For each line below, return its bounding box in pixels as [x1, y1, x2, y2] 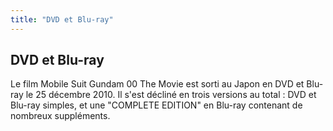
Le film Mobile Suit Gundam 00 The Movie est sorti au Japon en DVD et [10, 78, 305, 90]
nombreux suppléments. [10, 110, 111, 122]
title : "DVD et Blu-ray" [10, 14, 114, 25]
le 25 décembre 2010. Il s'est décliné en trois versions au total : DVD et [25, 89, 317, 101]
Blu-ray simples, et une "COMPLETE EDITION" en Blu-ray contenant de [10, 99, 303, 111]
